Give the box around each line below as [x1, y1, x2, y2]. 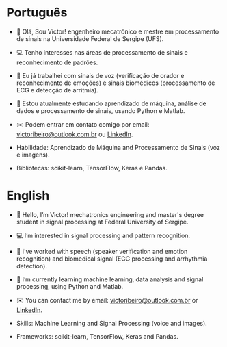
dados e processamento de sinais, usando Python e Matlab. [16, 106, 185, 114]
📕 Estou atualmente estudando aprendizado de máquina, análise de [16, 99, 206, 107]
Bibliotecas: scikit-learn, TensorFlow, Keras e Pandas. [16, 164, 168, 172]
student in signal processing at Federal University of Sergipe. [16, 218, 189, 226]
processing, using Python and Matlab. [16, 282, 124, 290]
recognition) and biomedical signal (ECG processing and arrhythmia [16, 255, 208, 263]
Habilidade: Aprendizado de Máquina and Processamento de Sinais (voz [16, 143, 220, 151]
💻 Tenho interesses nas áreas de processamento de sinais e [16, 48, 189, 56]
